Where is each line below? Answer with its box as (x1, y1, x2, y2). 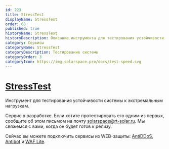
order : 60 (5, 21, 26, 27)
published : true (5, 26, 39, 31)
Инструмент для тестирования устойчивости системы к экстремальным (5, 97, 163, 104)
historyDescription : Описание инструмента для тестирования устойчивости (5, 36, 164, 41)
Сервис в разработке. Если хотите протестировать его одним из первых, (5, 113, 164, 119)
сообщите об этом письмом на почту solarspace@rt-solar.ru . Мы (5, 118, 145, 124)
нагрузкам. (5, 103, 29, 109)
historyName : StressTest (5, 31, 58, 36)
